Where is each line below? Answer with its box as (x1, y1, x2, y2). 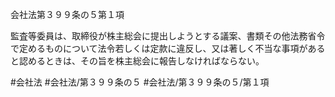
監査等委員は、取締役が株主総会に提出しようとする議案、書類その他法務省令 (10, 30, 326, 42)
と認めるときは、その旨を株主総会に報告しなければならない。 (10, 55, 265, 67)
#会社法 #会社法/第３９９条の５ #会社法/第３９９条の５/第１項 (10, 76, 270, 88)
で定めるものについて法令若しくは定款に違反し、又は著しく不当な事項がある (10, 43, 326, 54)
